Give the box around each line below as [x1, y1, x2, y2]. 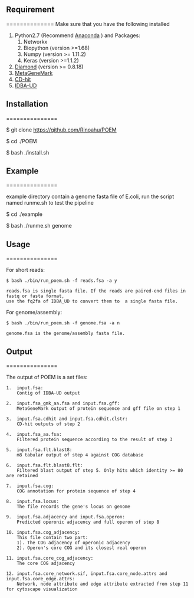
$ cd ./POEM [6, 137, 37, 144]
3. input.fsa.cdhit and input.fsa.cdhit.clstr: [6, 416, 128, 422]
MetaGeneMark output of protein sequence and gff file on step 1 [17, 406, 181, 412]
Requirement [6, 5, 55, 15]
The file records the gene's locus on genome [17, 504, 131, 510]
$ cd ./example [6, 211, 43, 218]
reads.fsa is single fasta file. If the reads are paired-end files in [6, 288, 186, 294]
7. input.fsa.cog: [6, 483, 54, 489]
